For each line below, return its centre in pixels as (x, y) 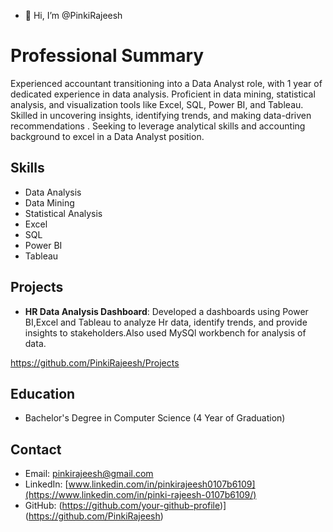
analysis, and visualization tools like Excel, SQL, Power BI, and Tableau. (157, 104)
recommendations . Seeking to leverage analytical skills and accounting (158, 126)
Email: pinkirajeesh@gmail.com (89, 474)
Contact (36, 449)
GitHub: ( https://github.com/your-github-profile (122, 506)
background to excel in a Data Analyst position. (107, 136)
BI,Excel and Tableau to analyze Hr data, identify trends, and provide (166, 322)
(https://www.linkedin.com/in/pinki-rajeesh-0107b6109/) (140, 495)
